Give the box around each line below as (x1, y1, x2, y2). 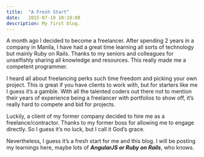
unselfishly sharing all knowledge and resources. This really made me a (6, 56, 186, 64)
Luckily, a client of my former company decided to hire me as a (6, 112, 165, 120)
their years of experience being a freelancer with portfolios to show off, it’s (6, 94, 194, 101)
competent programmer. (6, 63, 68, 70)
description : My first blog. (6, 20, 81, 26)
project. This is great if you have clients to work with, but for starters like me (6, 81, 198, 89)
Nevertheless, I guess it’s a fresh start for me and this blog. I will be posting (6, 137, 196, 145)
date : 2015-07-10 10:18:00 (6, 15, 81, 21)
